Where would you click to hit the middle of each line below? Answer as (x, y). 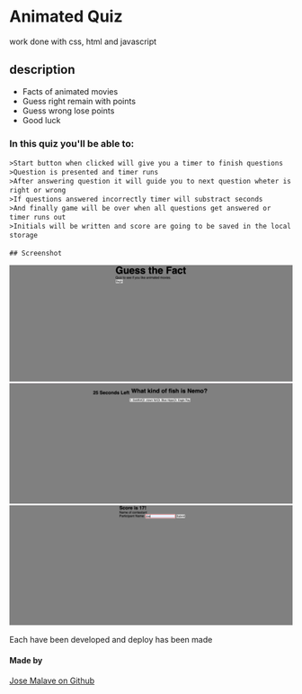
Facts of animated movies (70, 91)
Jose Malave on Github (52, 680)
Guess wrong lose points (68, 111)
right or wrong (38, 191)
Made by (26, 661)
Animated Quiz (66, 17)
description (42, 70)
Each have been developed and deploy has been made (111, 640)
